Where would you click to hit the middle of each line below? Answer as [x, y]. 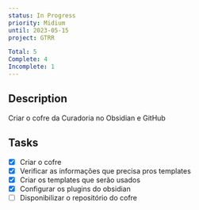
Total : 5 [23, 52]
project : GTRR [32, 38]
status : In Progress [42, 15]
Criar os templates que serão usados [80, 180]
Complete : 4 [28, 59]
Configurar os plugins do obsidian [75, 189]
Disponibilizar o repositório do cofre [78, 197]
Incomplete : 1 [32, 67]
